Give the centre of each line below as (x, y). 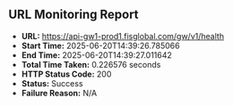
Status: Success (52, 83)
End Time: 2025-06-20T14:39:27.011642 (96, 55)
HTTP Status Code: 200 (66, 74)
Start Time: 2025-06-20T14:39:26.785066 (100, 45)
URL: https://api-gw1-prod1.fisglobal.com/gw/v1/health (123, 36)
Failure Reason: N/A (59, 93)
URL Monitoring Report (74, 15)
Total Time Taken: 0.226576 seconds (91, 64)
